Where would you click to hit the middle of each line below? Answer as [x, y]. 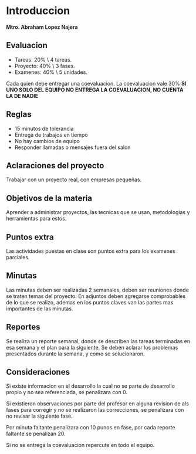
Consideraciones [38, 372]
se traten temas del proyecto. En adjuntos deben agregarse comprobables [96, 296]
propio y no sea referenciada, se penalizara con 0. [67, 392]
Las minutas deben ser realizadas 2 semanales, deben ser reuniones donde [97, 290]
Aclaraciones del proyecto [55, 165]
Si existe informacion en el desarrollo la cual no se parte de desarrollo [90, 386]
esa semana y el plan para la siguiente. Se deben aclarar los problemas [92, 347]
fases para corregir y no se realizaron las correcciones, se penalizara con [95, 410]
